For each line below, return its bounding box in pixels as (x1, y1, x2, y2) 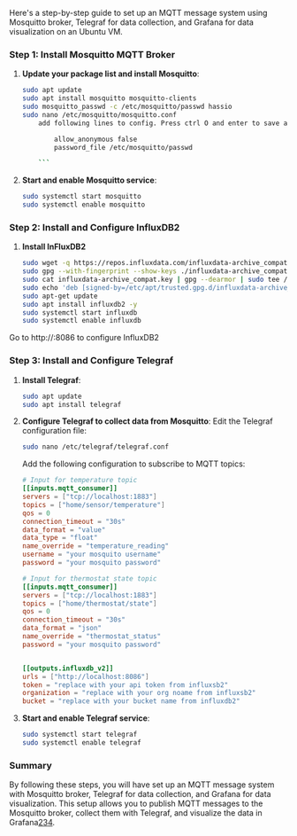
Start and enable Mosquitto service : (21, 175, 157, 185)
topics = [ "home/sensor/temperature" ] (21, 500, 165, 509)
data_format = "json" (21, 624, 103, 633)
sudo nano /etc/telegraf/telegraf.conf (21, 442, 170, 451)
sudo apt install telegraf (21, 400, 122, 409)
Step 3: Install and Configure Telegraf (9, 355, 174, 367)
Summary (9, 759, 53, 771)
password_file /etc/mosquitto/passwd (54, 143, 193, 152)
